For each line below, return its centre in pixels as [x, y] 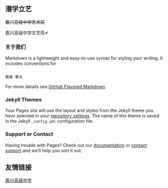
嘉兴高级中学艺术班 [25, 22]
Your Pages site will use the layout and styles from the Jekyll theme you [79, 111]
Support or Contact [29, 134]
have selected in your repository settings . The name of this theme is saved [82, 116]
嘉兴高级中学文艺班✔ [27, 33]
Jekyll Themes [24, 99]
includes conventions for [31, 64]
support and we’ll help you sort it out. [44, 150]
